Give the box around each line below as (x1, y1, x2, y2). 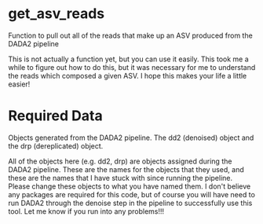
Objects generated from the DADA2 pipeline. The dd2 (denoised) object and (8, 133, 254, 142)
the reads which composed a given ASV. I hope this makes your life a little (8, 71, 247, 80)
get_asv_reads (8, 5, 104, 23)
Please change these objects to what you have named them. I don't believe (8, 182, 251, 191)
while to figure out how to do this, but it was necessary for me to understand (8, 62, 256, 72)
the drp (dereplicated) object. (8, 141, 104, 150)
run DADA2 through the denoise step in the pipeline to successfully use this (8, 198, 253, 207)
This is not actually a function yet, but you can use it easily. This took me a (8, 54, 249, 64)
